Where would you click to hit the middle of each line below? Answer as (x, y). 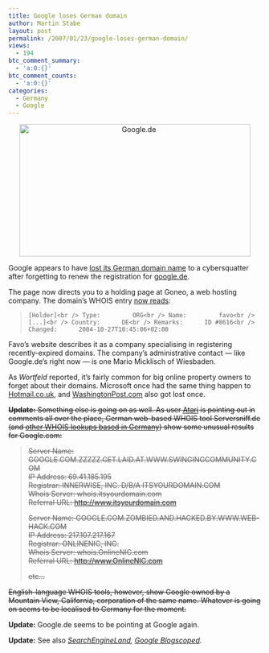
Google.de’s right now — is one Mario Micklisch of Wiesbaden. (112, 362)
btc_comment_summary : (45, 61)
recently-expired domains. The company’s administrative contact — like (127, 353)
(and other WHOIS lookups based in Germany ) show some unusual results (131, 427)
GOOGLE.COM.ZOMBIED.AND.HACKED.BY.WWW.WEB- (168, 518)
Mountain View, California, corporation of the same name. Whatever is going (134, 601)
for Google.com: (35, 436)
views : (19, 46)
